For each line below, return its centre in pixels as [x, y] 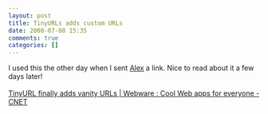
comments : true [33, 38]
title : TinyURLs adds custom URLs [66, 23]
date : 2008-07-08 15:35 [48, 30]
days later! [26, 77]
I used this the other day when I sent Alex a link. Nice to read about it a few [131, 68]
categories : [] [33, 45]
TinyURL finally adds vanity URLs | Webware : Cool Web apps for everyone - [134, 93]
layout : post [30, 16]
